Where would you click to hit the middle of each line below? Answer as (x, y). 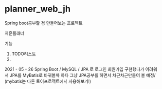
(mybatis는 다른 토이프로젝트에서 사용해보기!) (48, 81)
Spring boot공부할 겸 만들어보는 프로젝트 (44, 23)
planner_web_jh (38, 9)
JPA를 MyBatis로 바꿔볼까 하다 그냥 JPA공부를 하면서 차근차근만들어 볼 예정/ (83, 75)
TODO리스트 (24, 54)
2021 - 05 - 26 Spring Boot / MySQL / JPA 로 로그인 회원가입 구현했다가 (74, 69)
